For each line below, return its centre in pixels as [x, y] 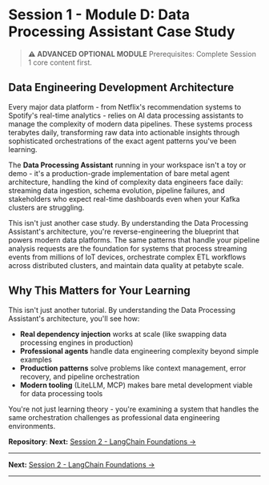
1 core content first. [60, 62]
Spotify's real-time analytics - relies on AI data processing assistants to [126, 115]
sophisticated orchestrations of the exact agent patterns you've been [122, 141]
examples [36, 359]
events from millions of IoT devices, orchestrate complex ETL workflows [127, 257]
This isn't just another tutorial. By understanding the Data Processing [122, 310]
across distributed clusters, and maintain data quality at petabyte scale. [126, 265]
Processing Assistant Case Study [122, 32]
